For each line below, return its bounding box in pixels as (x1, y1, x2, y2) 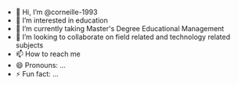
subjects (15, 41, 44, 50)
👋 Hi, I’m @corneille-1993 (15, 8, 98, 16)
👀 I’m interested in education (15, 16, 108, 25)
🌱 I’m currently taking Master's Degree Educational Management (15, 24, 225, 33)
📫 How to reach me (15, 49, 81, 58)
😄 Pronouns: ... (15, 61, 67, 69)
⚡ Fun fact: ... (15, 69, 59, 78)
